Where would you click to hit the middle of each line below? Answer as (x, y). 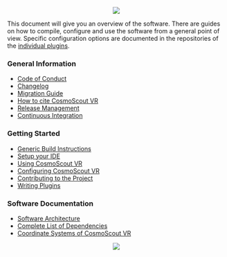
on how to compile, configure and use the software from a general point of (113, 31)
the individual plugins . (38, 46)
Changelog (33, 86)
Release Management (48, 108)
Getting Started (34, 134)
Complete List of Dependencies (62, 226)
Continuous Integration (50, 116)
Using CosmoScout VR (50, 163)
